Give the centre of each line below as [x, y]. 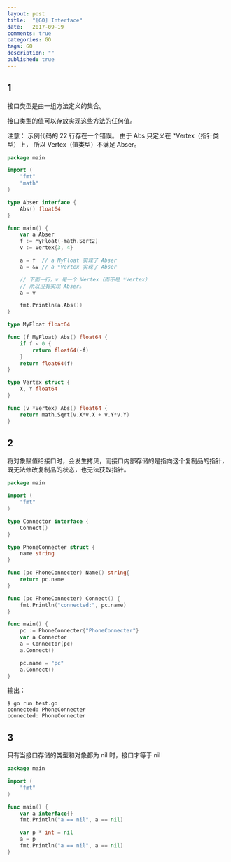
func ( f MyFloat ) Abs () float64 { [58, 338]
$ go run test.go [33, 704]
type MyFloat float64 [39, 325]
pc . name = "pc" [42, 663]
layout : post [26, 14]
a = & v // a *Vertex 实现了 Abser [69, 267]
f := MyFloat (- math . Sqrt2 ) [59, 241]
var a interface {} [47, 814]
